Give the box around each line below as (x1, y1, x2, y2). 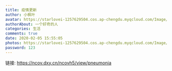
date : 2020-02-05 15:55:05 (5, 36, 63, 41)
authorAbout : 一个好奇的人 (5, 21, 58, 27)
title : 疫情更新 (5, 7, 37, 13)
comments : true (5, 31, 38, 36)
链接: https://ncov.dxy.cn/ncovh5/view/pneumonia (5, 59, 112, 66)
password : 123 (5, 45, 36, 50)
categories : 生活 (5, 26, 41, 31)
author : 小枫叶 (5, 12, 35, 17)
